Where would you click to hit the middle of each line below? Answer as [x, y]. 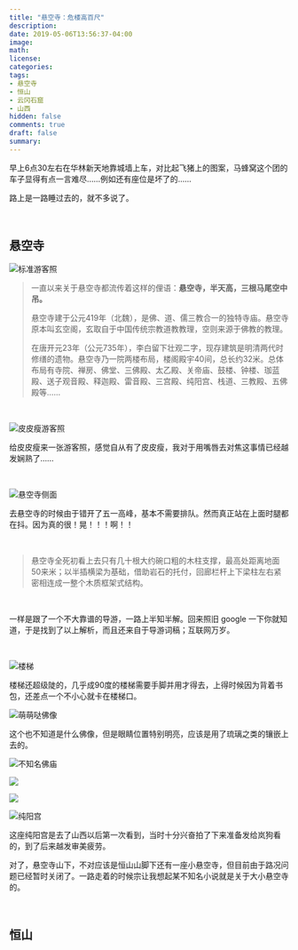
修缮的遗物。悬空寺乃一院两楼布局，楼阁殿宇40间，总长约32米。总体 [157, 359]
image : [21, 42]
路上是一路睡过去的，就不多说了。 [71, 197]
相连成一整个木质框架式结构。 [93, 582]
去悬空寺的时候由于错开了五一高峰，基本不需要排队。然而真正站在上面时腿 [145, 513]
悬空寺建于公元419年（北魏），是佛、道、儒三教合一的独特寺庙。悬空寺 [160, 317]
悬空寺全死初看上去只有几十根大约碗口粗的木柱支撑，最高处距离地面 [155, 560]
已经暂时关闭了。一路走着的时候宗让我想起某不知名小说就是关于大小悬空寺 [153, 875]
